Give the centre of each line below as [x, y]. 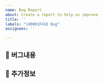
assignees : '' [20, 29]
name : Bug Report [23, 10]
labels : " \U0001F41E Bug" [32, 24]
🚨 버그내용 [21, 55]
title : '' [16, 19]
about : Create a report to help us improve [52, 15]
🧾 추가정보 [21, 74]
